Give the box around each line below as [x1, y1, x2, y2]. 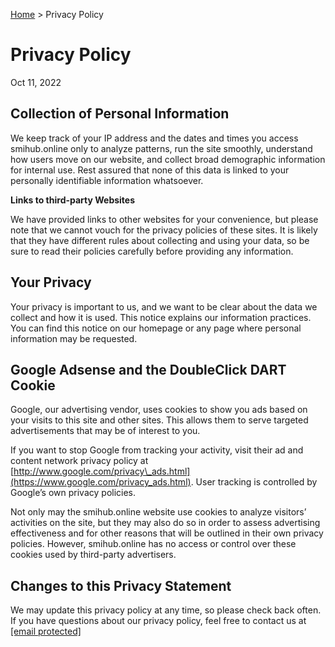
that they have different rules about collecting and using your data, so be [10, 234, 310, 246]
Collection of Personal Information [10, 105, 230, 123]
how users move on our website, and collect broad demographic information [10, 153, 326, 165]
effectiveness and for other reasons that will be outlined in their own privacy [10, 527, 324, 539]
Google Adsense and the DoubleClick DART [10, 361, 287, 378]
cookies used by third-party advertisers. [10, 549, 177, 561]
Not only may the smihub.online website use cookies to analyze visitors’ [10, 506, 307, 518]
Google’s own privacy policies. [10, 487, 137, 499]
